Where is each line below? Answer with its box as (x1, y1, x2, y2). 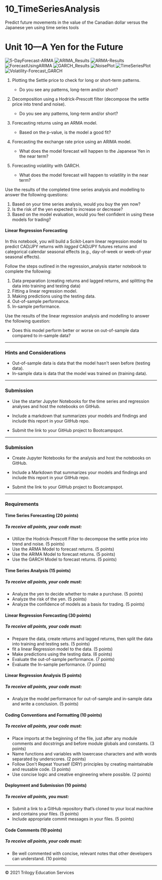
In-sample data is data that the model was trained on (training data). (12, 371, 148, 377)
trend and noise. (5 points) (12, 541, 65, 547)
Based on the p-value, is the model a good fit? (19, 129, 111, 135)
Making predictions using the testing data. (12, 293, 96, 299)
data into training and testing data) (12, 283, 81, 289)
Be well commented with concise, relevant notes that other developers (12, 850, 152, 856)
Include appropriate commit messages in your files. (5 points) (12, 816, 134, 822)
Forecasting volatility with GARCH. (12, 162, 81, 168)
